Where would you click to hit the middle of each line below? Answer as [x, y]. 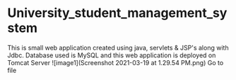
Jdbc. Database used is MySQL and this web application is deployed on [112, 55]
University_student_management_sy [117, 13]
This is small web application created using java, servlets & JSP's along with [118, 47]
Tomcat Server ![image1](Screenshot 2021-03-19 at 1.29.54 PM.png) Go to [116, 62]
